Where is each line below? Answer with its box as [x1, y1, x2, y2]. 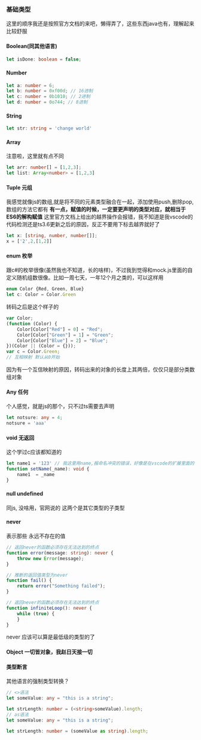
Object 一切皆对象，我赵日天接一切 [6, 648, 93, 655]
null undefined [6, 490, 44, 498]
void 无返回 [6, 434, 35, 441]
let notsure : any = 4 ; [6, 415, 63, 421]
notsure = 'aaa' [6, 420, 47, 427]
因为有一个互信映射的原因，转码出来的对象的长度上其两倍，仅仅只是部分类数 [6, 366, 195, 373]
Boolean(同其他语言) [6, 42, 58, 49]
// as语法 [6, 711, 29, 718]
